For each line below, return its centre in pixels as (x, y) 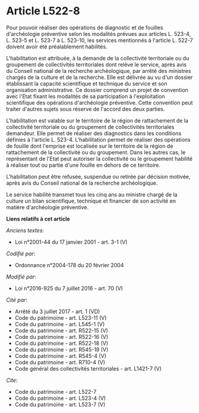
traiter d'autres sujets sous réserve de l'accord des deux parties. (85, 109)
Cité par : (17, 299)
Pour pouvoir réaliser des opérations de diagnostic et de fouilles (85, 27)
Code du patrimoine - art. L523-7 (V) (60, 404)
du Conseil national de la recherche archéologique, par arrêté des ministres (99, 71)
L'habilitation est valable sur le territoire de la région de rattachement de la (97, 120)
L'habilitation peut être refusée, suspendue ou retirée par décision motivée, (98, 176)
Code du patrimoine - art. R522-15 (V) (61, 331)
